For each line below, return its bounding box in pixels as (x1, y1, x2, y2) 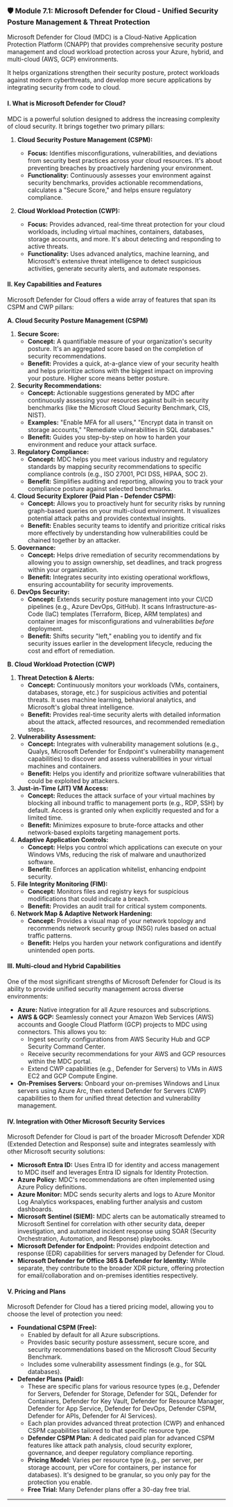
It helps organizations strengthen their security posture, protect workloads (7, 69, 220, 77)
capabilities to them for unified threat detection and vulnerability (17, 1094, 201, 1102)
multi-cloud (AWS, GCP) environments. (7, 55, 119, 64)
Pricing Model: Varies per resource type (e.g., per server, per (27, 1456, 204, 1465)
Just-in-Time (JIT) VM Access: (17, 784, 109, 792)
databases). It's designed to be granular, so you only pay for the (27, 1471, 211, 1479)
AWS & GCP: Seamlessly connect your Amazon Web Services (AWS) (17, 1013, 214, 1021)
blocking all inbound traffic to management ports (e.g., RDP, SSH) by (27, 798, 224, 807)
